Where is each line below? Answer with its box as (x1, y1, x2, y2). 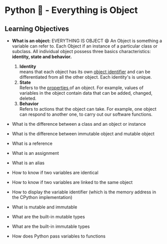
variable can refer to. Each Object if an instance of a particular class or (11, 43, 158, 49)
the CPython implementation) (11, 194, 73, 200)
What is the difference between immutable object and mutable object (11, 131, 154, 137)
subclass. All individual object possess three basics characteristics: (11, 49, 151, 54)
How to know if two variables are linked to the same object (11, 179, 133, 185)
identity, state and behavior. (11, 54, 72, 60)
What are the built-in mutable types (11, 214, 85, 219)
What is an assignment (11, 150, 59, 156)
